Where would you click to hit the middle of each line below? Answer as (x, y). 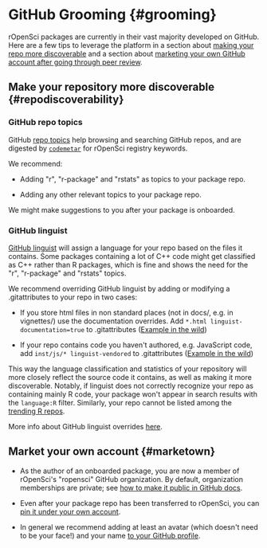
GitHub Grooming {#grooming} (112, 15)
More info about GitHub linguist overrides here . (86, 426)
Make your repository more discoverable (112, 87)
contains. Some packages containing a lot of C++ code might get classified (132, 256)
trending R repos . (37, 411)
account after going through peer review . (75, 62)
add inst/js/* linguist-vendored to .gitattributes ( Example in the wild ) (136, 353)
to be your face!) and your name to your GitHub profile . (110, 535)
